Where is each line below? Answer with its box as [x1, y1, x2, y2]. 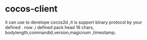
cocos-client [5, 3, 58, 14]
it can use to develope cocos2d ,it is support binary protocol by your [5, 19, 143, 25]
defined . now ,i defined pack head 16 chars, [5, 24, 94, 30]
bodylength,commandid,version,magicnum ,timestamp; [5, 29, 116, 35]
